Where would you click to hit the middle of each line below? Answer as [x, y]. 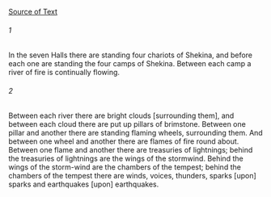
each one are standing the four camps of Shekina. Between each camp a [130, 64]
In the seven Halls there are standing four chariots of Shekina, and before [131, 55]
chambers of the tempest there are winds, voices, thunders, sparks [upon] [132, 176]
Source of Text [33, 12]
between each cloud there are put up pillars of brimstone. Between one [127, 124]
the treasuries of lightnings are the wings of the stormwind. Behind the [126, 159]
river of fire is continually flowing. [64, 73]
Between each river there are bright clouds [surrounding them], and [121, 115]
